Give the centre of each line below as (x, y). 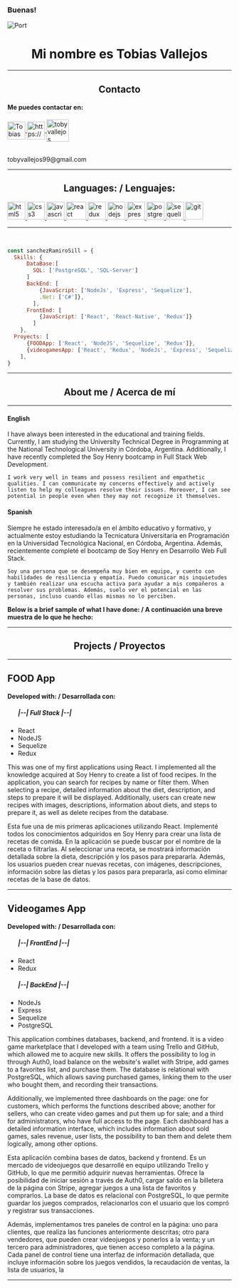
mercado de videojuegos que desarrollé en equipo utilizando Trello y (108, 1165)
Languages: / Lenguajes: (119, 188)
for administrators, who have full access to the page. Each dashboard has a (118, 1121)
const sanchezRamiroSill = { (51, 251)
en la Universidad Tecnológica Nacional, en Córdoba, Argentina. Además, (115, 543)
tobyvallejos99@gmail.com (47, 159)
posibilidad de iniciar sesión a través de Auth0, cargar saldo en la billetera (116, 1180)
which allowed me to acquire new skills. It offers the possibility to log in (111, 1054)
